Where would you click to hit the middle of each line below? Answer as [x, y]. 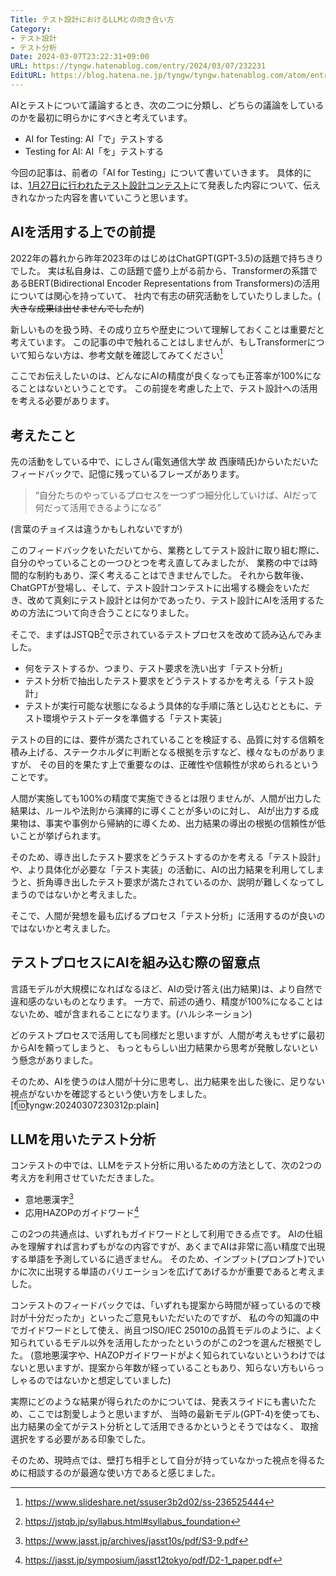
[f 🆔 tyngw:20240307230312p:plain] [85, 1105]
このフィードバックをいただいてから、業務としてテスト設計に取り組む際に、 [167, 550]
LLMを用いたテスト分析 [83, 1139]
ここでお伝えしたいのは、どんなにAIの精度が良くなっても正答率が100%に [161, 376]
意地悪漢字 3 [49, 1199]
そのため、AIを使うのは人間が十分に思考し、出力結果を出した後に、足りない [167, 1081]
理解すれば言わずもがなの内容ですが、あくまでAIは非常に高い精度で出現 [176, 1246]
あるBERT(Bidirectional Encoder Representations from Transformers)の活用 [165, 283]
